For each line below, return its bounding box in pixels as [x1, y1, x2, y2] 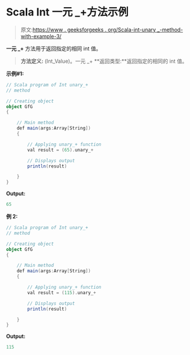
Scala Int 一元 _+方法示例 [6, 5, 129, 19]
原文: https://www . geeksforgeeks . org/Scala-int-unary [20, 26, 156, 33]
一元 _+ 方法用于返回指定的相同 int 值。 [6, 45, 101, 52]
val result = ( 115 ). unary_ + [27, 289, 96, 296]
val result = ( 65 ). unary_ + [27, 147, 94, 153]
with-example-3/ [20, 33, 62, 40]
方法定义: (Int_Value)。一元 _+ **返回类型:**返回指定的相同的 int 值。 [20, 57, 188, 64]
